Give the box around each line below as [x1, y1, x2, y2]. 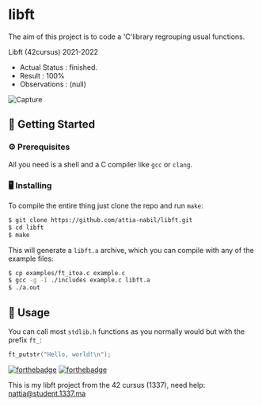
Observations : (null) [19, 79, 87, 89]
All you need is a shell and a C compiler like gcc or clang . [8, 159, 192, 169]
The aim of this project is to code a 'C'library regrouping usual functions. [8, 32, 245, 41]
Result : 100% [19, 71, 65, 80]
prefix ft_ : [8, 335, 42, 344]
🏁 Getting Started [8, 117, 96, 132]
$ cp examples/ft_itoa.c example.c [8, 269, 126, 277]
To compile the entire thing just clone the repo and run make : [8, 201, 203, 210]
